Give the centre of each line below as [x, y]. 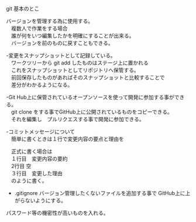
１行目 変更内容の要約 [39, 159]
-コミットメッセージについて [40, 132]
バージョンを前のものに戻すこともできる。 [62, 43]
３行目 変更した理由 [37, 173]
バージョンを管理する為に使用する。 [50, 21]
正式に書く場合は [32, 151]
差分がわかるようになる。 [42, 85]
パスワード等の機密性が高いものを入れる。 [57, 213]
